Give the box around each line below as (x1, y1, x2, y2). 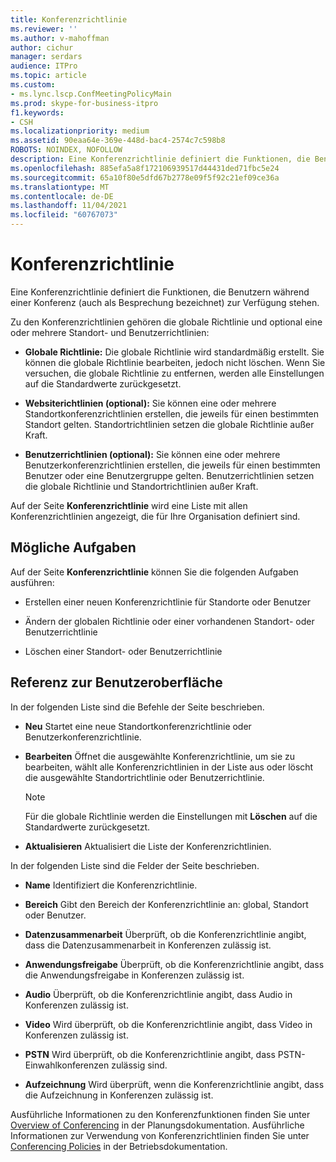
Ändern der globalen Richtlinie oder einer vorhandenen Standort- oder (24, 615, 315, 627)
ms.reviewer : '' (10, 24, 78, 34)
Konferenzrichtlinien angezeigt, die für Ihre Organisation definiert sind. (10, 510, 301, 522)
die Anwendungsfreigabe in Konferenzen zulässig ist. (24, 969, 245, 981)
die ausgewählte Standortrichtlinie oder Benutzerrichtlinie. (24, 771, 265, 783)
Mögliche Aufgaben (10, 539, 137, 556)
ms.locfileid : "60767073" (10, 210, 118, 220)
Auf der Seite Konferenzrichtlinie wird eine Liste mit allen (10, 499, 248, 511)
